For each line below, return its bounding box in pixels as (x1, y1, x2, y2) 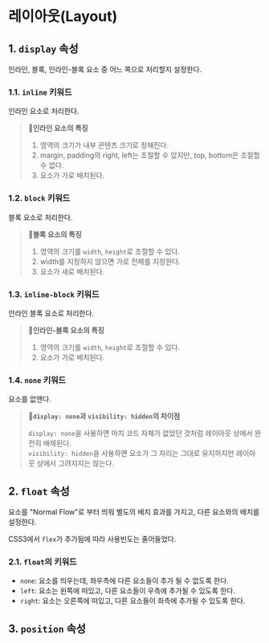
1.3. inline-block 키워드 (8, 288, 100, 299)
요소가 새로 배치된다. (39, 267, 105, 276)
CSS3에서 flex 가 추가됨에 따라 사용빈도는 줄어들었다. (8, 535, 177, 543)
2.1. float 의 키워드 (8, 556, 78, 567)
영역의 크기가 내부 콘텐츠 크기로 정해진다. (39, 140, 169, 150)
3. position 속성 (8, 621, 87, 635)
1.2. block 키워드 (8, 193, 71, 204)
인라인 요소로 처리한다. (8, 106, 79, 116)
